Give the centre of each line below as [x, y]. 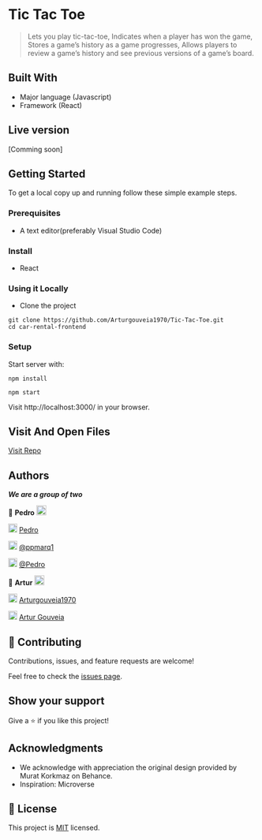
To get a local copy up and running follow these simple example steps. [123, 193]
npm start [24, 392]
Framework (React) [51, 105]
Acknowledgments [56, 748]
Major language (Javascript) [65, 97]
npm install [28, 379]
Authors [29, 475]
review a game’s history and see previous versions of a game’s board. [140, 53]
